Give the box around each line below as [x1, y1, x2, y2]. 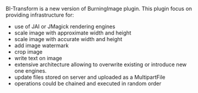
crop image [14, 48, 43, 55]
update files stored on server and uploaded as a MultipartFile [14, 74, 166, 80]
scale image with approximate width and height [14, 29, 131, 36]
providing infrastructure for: [5, 11, 74, 18]
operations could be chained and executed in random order [14, 80, 161, 87]
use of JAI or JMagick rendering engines [14, 23, 115, 30]
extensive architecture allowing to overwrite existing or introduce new [14, 61, 187, 68]
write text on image [14, 55, 62, 61]
